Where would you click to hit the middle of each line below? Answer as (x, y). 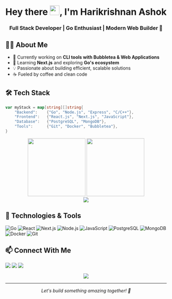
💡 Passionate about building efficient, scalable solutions (72, 68)
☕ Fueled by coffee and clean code (50, 74)
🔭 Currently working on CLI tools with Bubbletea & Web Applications (86, 57)
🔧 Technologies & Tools (43, 216)
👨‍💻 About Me (27, 45)
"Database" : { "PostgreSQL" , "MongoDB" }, (60, 122)
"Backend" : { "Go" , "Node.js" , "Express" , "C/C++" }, (74, 112)
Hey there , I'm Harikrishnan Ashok (86, 12)
